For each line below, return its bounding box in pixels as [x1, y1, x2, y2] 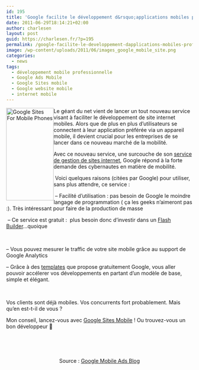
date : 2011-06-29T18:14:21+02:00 [6, 20, 89, 25]
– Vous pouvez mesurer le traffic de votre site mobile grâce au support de [6, 245, 186, 252]
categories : [6, 53, 36, 59]
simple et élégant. [6, 276, 50, 283]
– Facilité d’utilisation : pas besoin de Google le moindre [54, 192, 191, 199]
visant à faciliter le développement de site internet [53, 114, 176, 121]
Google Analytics [6, 252, 48, 259]
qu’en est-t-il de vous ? [6, 305, 63, 312]
